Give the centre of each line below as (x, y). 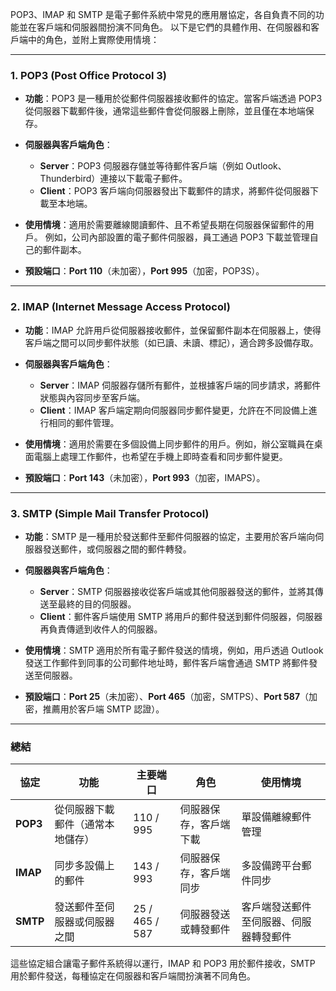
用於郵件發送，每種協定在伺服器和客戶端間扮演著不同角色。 (133, 976)
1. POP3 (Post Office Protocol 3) (89, 75)
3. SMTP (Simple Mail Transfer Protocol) (110, 513)
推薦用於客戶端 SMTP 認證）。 (103, 709)
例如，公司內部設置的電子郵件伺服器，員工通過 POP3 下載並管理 (177, 237)
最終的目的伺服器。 (97, 604)
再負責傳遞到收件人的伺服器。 (101, 629)
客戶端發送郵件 (276, 907)
